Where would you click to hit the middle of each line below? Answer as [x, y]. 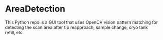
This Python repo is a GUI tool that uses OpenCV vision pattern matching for [81, 22]
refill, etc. [15, 32]
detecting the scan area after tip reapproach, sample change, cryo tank [77, 27]
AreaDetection [35, 9]
